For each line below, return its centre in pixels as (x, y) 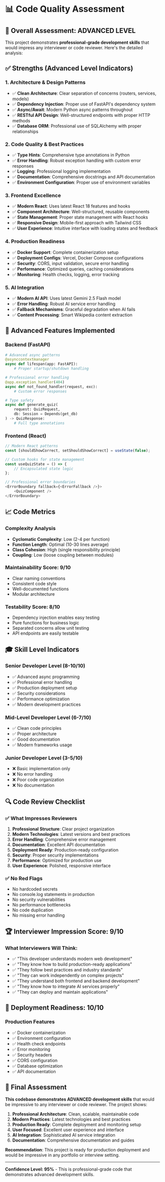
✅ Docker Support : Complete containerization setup (65, 252)
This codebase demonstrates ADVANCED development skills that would (80, 1099)
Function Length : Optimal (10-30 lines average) (60, 544)
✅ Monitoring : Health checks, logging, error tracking (66, 274)
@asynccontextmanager (27, 359)
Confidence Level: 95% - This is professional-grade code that (69, 1169)
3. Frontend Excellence (33, 195)
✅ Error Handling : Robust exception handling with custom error (76, 160)
